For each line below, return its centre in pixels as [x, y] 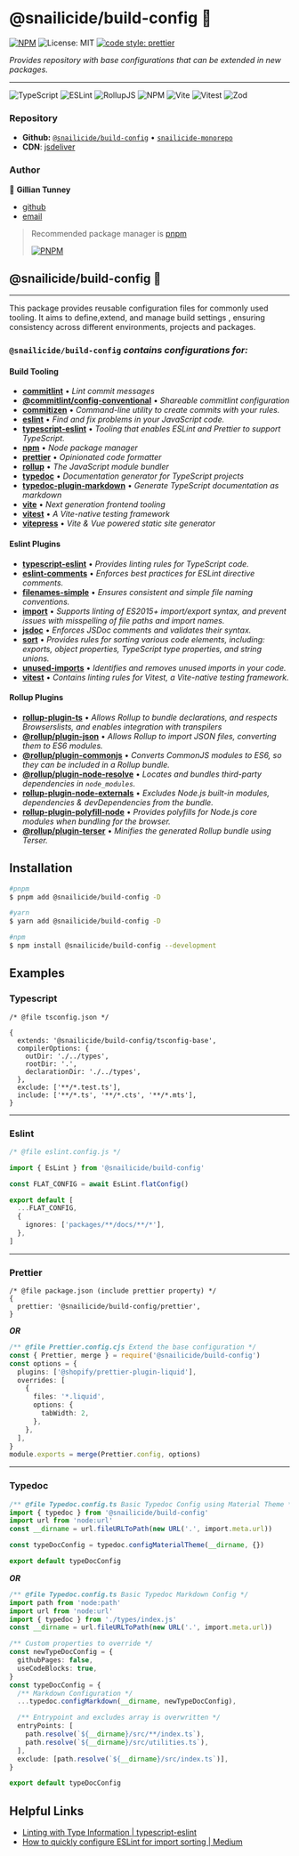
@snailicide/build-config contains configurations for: [129, 351]
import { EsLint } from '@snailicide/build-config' [107, 1168]
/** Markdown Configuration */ [75, 1693]
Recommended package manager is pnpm [109, 233]
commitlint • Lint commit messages [89, 391]
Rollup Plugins [36, 698]
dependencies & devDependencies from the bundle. [117, 802]
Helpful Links [47, 1811]
